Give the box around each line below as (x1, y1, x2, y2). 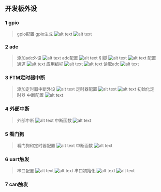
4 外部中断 (5, 105, 30, 112)
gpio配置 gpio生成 (16, 31, 53, 37)
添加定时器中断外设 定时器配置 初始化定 (16, 86, 155, 92)
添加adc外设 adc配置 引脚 (16, 55, 107, 60)
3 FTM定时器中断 (5, 74, 45, 81)
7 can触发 (5, 181, 28, 188)
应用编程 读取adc (46, 61, 120, 67)
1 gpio (5, 19, 19, 26)
